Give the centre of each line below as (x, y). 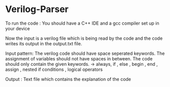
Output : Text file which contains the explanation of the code (68, 79)
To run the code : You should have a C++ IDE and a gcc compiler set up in (82, 23)
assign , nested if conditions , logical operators (54, 69)
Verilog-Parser (37, 9)
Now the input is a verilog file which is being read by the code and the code (84, 38)
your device (18, 28)
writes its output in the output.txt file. (44, 43)
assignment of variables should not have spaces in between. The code (79, 58)
